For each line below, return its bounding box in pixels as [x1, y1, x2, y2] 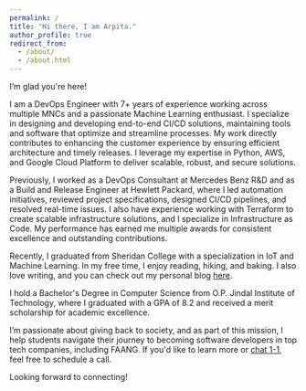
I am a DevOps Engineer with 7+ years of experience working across [9, 99, 268, 110]
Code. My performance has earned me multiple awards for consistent [9, 223, 272, 234]
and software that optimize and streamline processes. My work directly [9, 128, 277, 138]
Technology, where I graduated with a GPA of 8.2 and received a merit [9, 298, 274, 308]
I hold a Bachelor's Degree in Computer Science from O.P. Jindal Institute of [9, 288, 295, 298]
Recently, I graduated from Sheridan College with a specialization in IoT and [9, 250, 294, 261]
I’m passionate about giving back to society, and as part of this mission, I [9, 325, 283, 335]
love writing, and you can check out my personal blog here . [9, 270, 233, 280]
